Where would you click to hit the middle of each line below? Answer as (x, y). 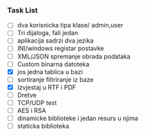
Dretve (27, 95)
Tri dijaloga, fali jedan (47, 33)
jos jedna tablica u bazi (50, 71)
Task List (22, 10)
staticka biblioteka (43, 126)
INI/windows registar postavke (60, 48)
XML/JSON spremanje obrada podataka (74, 56)
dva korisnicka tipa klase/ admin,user (70, 25)
